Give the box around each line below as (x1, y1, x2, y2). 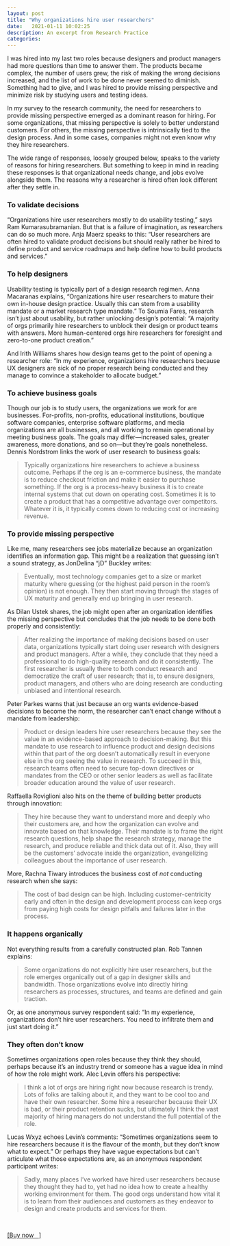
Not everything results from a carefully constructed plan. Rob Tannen (7, 945, 203, 953)
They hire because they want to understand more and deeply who (23, 812, 211, 821)
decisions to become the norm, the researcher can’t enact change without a (7, 707, 221, 716)
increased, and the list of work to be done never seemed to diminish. (7, 76, 201, 84)
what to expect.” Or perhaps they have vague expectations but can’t (7, 1147, 200, 1155)
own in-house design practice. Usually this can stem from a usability (7, 299, 201, 307)
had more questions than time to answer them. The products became (7, 62, 203, 70)
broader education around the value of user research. (23, 779, 176, 787)
